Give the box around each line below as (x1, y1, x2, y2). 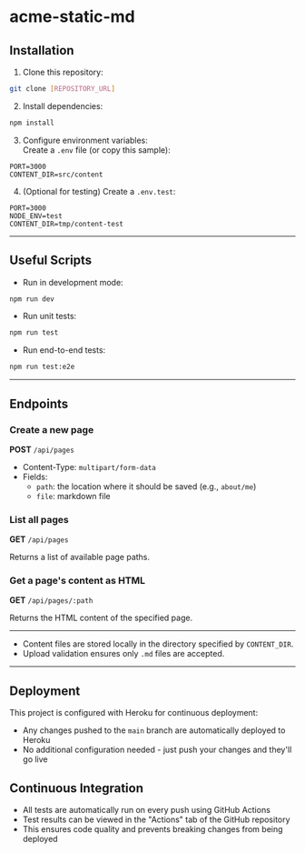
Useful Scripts (9, 253, 93, 268)
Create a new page (9, 423, 94, 436)
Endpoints (9, 396, 69, 411)
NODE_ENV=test (9, 211, 64, 220)
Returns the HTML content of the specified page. (9, 612, 193, 624)
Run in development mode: (22, 276, 124, 287)
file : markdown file (35, 490, 111, 501)
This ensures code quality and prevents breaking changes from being (22, 824, 283, 835)
